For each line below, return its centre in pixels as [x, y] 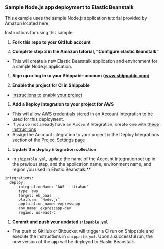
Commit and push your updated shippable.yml [60, 222]
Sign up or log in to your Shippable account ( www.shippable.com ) [81, 76]
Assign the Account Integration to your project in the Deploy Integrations [85, 135]
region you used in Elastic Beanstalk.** [52, 169]
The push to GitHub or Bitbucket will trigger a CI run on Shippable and [83, 231]
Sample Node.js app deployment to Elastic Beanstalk [69, 7]
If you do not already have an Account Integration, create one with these [85, 124]
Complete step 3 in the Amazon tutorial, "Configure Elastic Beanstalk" [85, 52]
